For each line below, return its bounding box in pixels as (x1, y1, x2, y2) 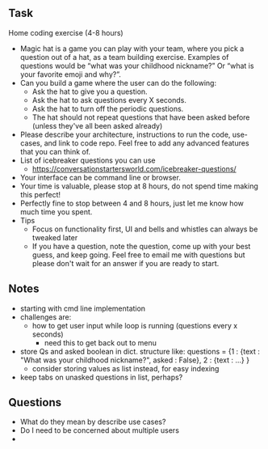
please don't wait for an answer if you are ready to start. (31, 258, 220, 268)
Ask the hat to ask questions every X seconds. (31, 95, 187, 104)
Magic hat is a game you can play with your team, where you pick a (19, 44, 245, 53)
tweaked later (31, 232, 78, 242)
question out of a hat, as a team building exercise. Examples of (19, 52, 229, 61)
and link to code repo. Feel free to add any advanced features (44, 138, 249, 148)
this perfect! (19, 189, 61, 199)
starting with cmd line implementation (19, 303, 146, 313)
